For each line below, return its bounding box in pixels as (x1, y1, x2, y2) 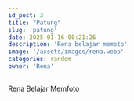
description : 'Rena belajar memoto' (8, 41, 128, 49)
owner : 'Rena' (8, 63, 55, 70)
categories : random (8, 56, 72, 63)
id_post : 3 (8, 11, 44, 20)
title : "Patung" (8, 19, 61, 27)
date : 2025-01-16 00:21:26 (8, 33, 96, 41)
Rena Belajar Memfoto (8, 84, 80, 93)
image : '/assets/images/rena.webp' (8, 48, 125, 56)
